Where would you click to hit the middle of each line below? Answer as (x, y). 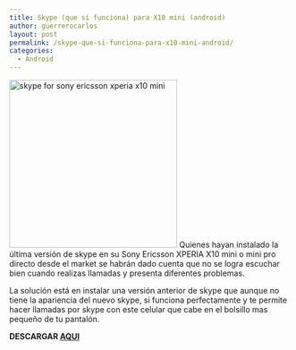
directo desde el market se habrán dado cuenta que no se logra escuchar (144, 264)
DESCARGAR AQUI (45, 336)
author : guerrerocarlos (54, 26)
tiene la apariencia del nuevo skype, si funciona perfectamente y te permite (148, 300)
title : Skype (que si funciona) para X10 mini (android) (118, 17)
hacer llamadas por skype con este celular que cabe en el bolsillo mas (139, 309)
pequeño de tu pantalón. (55, 319)
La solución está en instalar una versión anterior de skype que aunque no (144, 290)
